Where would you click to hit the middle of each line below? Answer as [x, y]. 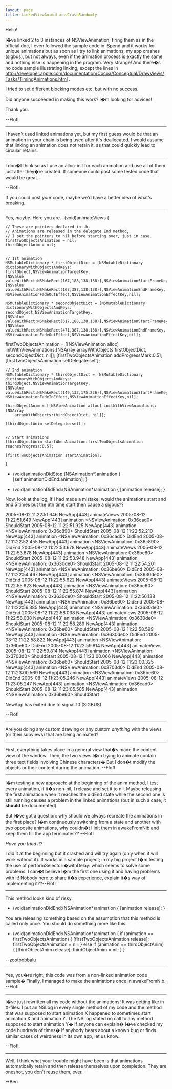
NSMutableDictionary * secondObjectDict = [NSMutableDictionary [75, 303]
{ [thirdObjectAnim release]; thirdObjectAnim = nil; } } [69, 949]
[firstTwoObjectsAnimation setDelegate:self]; [53, 360]
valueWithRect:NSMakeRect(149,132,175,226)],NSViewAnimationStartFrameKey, [88, 392]
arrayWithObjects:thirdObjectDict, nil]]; [60, 415]
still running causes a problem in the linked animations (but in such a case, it [86, 800]
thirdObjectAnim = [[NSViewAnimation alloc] [53, 406]
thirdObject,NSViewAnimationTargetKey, [48, 383]
